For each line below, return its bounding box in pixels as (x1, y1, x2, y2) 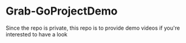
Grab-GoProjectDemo (5, 4, 118, 18)
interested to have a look (5, 30, 68, 38)
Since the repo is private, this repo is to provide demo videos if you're (5, 24, 181, 31)
